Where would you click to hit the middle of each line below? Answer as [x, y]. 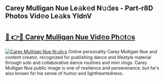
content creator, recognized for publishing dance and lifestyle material [78, 57]
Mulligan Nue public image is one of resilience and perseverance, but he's [82, 68]
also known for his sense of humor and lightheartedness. [64, 73]
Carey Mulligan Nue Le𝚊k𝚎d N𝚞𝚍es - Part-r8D [79, 8]
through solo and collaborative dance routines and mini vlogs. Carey [76, 63]
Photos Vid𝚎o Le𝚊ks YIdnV [49, 16]
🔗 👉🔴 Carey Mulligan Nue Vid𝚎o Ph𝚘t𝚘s [70, 37]
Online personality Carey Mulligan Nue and [113, 52]
